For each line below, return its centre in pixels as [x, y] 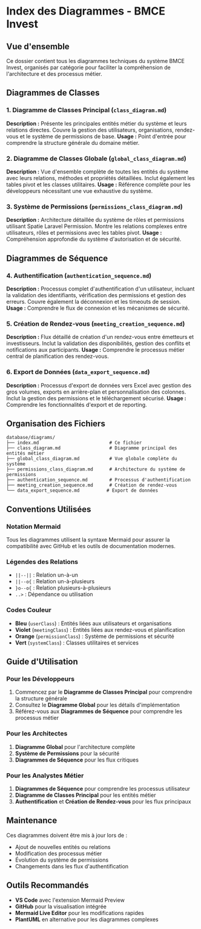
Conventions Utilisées [49, 509]
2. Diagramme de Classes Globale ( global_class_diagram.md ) [96, 158]
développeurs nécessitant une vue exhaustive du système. [80, 191]
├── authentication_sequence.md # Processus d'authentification [98, 480]
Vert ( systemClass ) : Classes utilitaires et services [77, 642]
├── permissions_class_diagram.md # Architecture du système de [96, 469]
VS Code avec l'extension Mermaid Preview [70, 900]
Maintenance [32, 821]
